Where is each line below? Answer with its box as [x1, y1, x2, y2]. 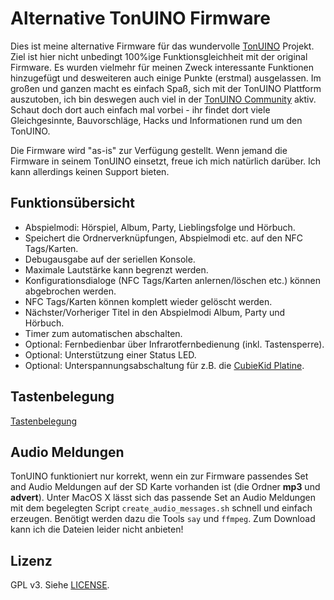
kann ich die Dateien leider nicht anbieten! [10, 523, 184, 536]
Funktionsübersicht [10, 195, 135, 212]
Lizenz [10, 552, 53, 569]
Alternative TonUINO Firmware [10, 7, 271, 30]
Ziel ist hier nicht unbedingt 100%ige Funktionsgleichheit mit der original [10, 50, 308, 62]
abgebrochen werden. [24, 285, 117, 297]
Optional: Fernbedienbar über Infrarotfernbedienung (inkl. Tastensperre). [24, 338, 325, 350]
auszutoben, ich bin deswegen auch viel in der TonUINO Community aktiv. [10, 93, 317, 105]
